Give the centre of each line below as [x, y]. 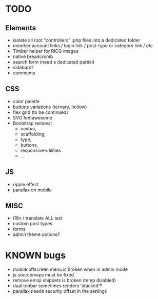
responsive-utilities [41, 150]
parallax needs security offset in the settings [60, 291]
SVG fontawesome [32, 117]
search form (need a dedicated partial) [54, 62]
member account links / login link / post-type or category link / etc [83, 46]
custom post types [33, 224]
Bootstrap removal [32, 123]
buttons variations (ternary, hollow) [50, 107]
